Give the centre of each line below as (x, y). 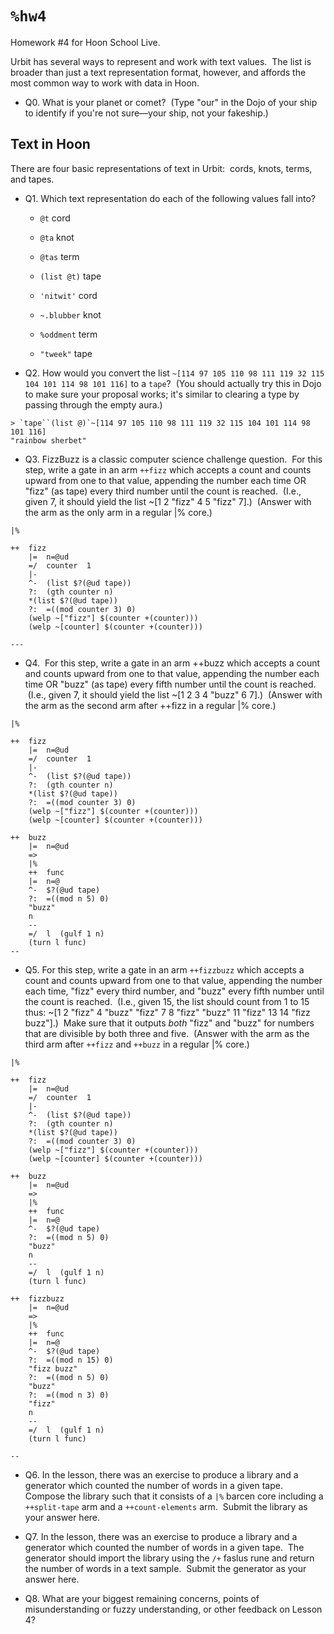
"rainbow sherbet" (48, 440)
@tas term (59, 256)
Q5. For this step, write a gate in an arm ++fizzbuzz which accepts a (164, 969)
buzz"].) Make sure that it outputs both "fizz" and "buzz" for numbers (169, 1023)
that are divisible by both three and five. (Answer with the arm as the (167, 1033)
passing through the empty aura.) (93, 404)
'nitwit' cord (68, 295)
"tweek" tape (66, 353)
